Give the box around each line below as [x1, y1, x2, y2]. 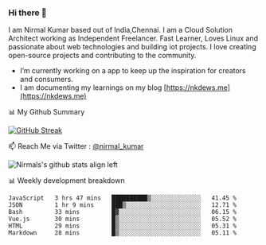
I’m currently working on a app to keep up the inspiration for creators [19, 66, 247, 76]
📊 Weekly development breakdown [8, 176, 125, 185]
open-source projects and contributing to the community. [8, 51, 197, 60]
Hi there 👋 [8, 7, 48, 18]
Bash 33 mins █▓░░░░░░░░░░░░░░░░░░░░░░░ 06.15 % [8, 208, 237, 216]
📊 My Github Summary [8, 107, 85, 117]
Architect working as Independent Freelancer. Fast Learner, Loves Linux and [8, 33, 259, 43]
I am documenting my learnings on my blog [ [19, 83, 167, 92]
